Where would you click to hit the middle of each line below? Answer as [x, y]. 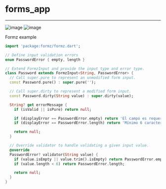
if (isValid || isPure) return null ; [53, 109]
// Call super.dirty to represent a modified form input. [71, 92]
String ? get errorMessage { [39, 105]
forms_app [28, 9]
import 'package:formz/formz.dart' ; [43, 46]
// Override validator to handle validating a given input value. [79, 145]
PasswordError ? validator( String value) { [54, 154]
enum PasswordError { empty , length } [45, 60]
